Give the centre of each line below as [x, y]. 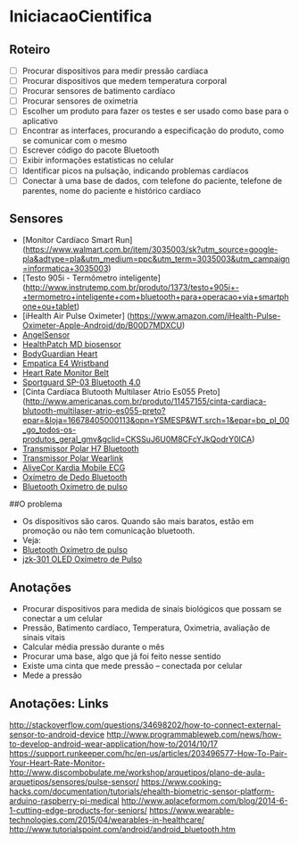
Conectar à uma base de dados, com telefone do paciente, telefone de [152, 180]
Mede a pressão [52, 675]
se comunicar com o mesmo [75, 141]
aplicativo [40, 121]
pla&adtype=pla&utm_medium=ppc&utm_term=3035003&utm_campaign [156, 259]
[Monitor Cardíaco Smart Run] [77, 240]
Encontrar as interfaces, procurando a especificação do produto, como [153, 130]
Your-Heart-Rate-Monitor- [57, 763]
